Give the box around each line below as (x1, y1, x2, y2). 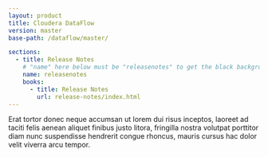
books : (22, 77, 45, 86)
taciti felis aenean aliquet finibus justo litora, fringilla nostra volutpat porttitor (8, 123, 259, 132)
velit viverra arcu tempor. (8, 140, 91, 150)
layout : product (8, 11, 62, 20)
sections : (8, 49, 41, 57)
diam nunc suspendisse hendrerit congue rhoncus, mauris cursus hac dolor (8, 131, 258, 141)
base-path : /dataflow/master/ (8, 33, 109, 42)
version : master (8, 26, 62, 34)
